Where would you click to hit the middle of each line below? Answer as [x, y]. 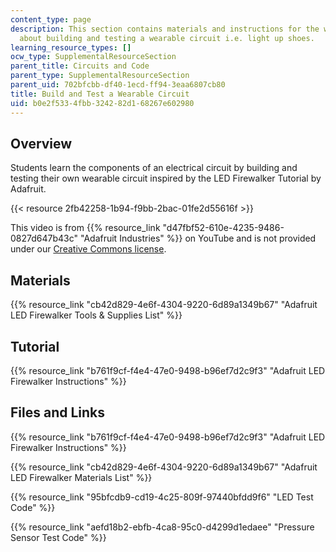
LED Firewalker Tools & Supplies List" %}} [96, 315]
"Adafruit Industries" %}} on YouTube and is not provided [198, 238]
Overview [41, 143]
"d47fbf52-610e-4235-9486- [223, 228]
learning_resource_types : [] [71, 47]
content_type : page [51, 19]
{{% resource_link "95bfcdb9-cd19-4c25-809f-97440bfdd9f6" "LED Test [162, 497]
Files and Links [58, 412]
